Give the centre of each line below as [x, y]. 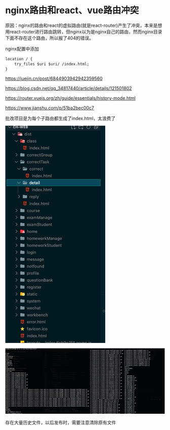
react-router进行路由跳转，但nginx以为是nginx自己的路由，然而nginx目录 [86, 31]
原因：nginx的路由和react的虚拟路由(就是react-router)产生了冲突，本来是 [81, 25]
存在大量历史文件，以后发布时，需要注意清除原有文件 [61, 422]
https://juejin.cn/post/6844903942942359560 [54, 78]
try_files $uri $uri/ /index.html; [52, 64]
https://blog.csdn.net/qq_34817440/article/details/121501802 [69, 88]
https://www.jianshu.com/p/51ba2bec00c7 [50, 108]
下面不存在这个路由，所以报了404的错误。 [49, 38]
